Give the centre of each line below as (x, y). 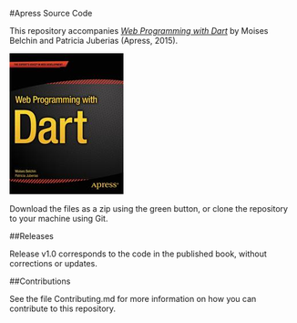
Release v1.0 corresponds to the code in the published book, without (138, 254)
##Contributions (40, 281)
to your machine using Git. (59, 219)
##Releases (32, 236)
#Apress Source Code (51, 13)
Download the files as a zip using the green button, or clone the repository (149, 208)
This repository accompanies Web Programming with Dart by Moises (139, 31)
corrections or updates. (53, 263)
